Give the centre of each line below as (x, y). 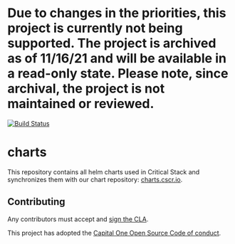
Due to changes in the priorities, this (117, 13)
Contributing (36, 202)
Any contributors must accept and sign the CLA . (78, 219)
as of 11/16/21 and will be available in (117, 59)
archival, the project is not (86, 89)
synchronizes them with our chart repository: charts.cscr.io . (95, 179)
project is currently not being (95, 28)
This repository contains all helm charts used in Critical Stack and (104, 171)
